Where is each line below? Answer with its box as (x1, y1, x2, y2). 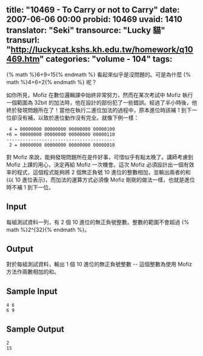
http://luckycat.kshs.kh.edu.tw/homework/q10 (10, 45, 194, 55)
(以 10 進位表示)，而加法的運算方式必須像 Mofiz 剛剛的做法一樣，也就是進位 (6, 176, 195, 183)
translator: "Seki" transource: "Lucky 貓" (6, 25, 165, 36)
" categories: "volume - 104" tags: (39, 54, 173, 64)
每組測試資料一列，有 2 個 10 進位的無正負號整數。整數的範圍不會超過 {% (6, 218, 190, 226)
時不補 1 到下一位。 (6, 183, 55, 191)
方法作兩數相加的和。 (6, 268, 59, 275)
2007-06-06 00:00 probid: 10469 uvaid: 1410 (6, 15, 183, 25)
